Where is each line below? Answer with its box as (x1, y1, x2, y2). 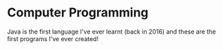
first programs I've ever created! (7, 34, 98, 42)
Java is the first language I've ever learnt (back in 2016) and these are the (7, 27, 216, 36)
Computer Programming (7, 5, 149, 21)
